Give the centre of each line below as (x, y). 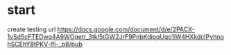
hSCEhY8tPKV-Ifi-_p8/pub (45, 44)
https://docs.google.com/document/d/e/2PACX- (126, 29)
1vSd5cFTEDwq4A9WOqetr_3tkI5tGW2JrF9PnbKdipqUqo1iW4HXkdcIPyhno (115, 36)
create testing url (32, 29)
